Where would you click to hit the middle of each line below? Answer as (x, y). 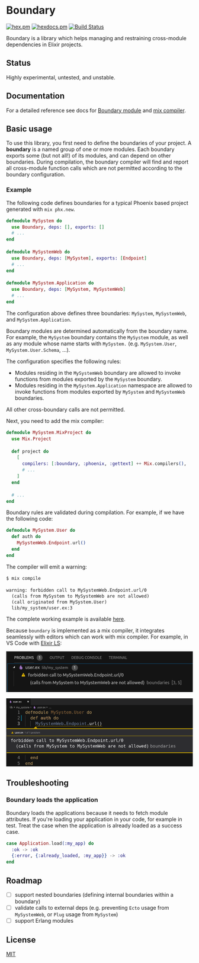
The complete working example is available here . (66, 619)
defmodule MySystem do (34, 221)
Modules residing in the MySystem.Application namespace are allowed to (103, 385)
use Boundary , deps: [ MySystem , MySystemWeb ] (69, 290)
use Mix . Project (31, 439)
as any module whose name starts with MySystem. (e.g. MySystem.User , (92, 344)
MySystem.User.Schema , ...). (38, 349)
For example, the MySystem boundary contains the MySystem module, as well (97, 337)
